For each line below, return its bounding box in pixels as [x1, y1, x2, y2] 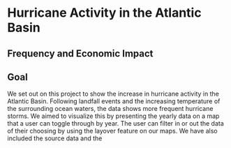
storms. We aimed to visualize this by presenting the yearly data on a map [7, 112, 220, 120]
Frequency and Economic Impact [7, 47, 154, 59]
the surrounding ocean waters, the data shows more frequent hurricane [7, 105, 214, 113]
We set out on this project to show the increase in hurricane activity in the [7, 89, 220, 98]
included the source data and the [7, 134, 103, 142]
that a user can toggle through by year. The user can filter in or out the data [7, 119, 225, 128]
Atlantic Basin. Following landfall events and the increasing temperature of [7, 97, 221, 105]
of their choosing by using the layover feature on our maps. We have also [7, 127, 218, 135]
